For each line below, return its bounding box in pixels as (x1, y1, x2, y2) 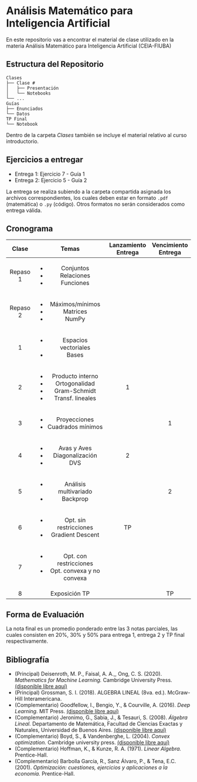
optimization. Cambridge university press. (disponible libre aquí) (14, 739, 170, 746)
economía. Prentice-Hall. (14, 770, 75, 777)
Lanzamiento (109, 241, 147, 249)
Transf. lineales (54, 394, 97, 402)
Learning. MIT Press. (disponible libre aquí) (14, 708, 119, 714)
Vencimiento (151, 241, 188, 249)
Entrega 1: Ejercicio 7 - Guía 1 (14, 170, 85, 177)
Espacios (62, 336, 88, 344)
